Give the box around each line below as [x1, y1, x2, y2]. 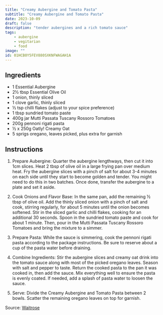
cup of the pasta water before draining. [12, 245, 92, 251]
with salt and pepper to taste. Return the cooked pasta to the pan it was [12, 265, 157, 270]
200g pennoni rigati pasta [12, 121, 65, 127]
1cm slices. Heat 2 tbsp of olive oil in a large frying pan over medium [12, 163, 150, 169]
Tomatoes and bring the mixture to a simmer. [12, 225, 103, 231]
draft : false [5, 21, 32, 26]
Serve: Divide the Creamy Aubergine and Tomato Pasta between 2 [12, 290, 146, 296]
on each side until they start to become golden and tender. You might [12, 174, 152, 180]
